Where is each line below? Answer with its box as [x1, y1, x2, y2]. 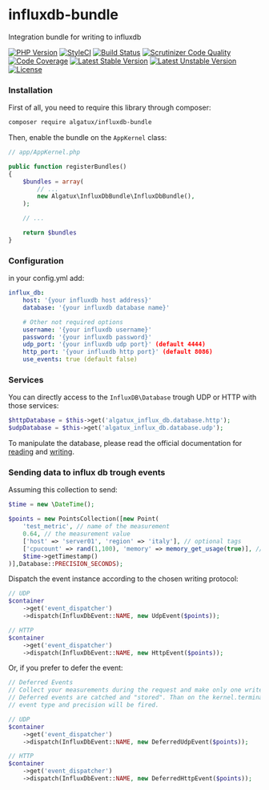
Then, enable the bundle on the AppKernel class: [8, 133, 167, 142]
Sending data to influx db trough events [8, 467, 166, 478]
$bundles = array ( [22, 178, 84, 186]
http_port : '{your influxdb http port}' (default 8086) [22, 348, 214, 356]
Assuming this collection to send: [8, 485, 118, 495]
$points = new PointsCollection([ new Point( [8, 515, 159, 523]
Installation [8, 84, 54, 95]
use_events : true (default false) [22, 355, 138, 363]
